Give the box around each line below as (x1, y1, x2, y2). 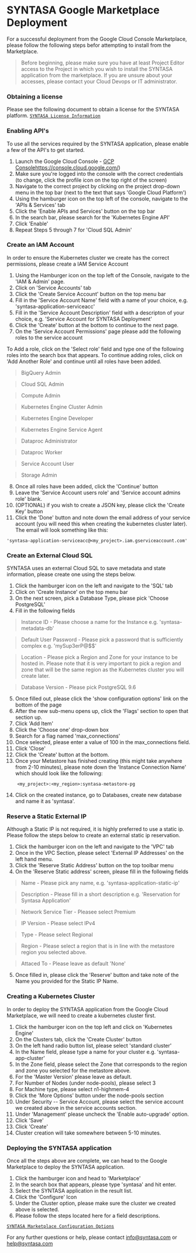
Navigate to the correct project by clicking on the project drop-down (15, 182, 180, 189)
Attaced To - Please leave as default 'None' (20, 960, 126, 967)
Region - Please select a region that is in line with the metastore (20, 942, 175, 950)
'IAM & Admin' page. (15, 278, 65, 285)
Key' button (15, 508, 43, 515)
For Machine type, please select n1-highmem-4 (15, 1085, 129, 1092)
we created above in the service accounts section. (15, 1104, 137, 1111)
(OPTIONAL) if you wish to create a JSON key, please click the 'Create (15, 501, 185, 508)
